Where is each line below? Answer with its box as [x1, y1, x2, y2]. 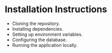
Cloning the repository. [12, 20, 60, 26]
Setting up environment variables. [12, 31, 83, 37]
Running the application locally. [12, 42, 78, 48]
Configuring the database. [12, 37, 67, 43]
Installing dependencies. [12, 25, 64, 32]
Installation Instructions [5, 4, 107, 15]
